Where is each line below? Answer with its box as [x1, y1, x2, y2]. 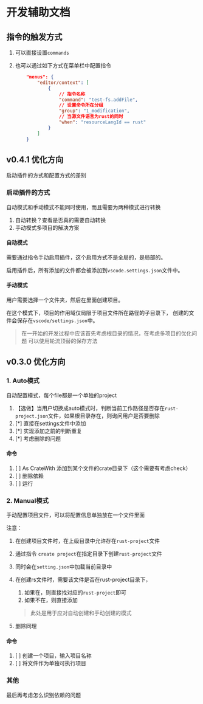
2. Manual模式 [6, 496, 49, 505]
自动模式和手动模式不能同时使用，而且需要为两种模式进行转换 [6, 203, 161, 210]
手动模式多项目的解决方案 [15, 224, 80, 231]
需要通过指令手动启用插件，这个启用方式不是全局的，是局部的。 [6, 254, 166, 261]
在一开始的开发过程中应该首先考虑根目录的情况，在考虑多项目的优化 [21, 330, 192, 337]
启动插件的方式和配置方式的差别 [6, 171, 86, 179]
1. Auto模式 [6, 376, 40, 385]
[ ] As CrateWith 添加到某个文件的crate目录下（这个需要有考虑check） [15, 464, 191, 472]
